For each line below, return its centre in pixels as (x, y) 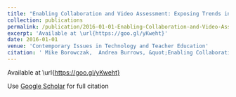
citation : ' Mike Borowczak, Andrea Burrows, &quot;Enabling (100, 53)
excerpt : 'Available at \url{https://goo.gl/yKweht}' (88, 33)
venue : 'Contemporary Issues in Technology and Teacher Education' (108, 46)
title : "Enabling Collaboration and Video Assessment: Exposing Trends (114, 14)
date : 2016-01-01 (33, 40)
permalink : (23, 27)
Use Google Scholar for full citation (58, 86)
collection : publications (45, 20)
